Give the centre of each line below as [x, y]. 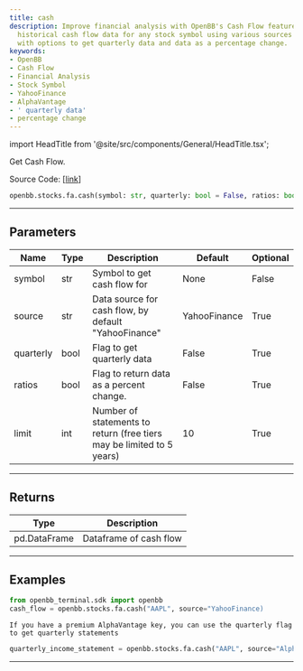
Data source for [125, 299]
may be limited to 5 [133, 444]
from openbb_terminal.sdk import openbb [87, 601]
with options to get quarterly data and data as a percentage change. [153, 43]
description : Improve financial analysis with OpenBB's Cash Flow [137, 26]
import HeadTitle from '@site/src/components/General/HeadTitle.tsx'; [139, 144]
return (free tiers [127, 433]
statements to [121, 422]
